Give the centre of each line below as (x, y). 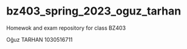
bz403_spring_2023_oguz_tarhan (94, 11)
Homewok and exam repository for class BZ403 (66, 28)
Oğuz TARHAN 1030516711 (39, 39)
